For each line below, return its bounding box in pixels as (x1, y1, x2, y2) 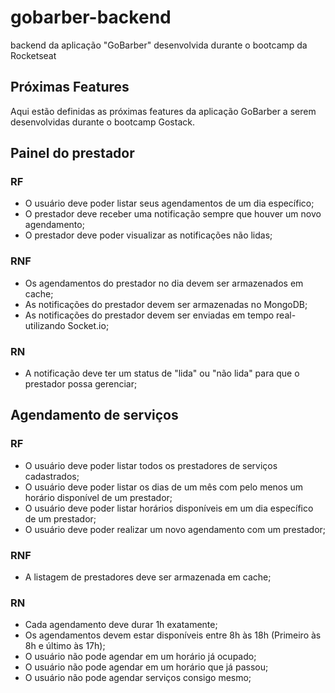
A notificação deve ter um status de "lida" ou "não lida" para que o (24, 367, 300, 380)
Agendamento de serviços (10, 407, 179, 424)
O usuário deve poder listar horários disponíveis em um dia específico (24, 502, 314, 514)
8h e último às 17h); (24, 640, 106, 652)
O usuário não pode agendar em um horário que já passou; (24, 661, 269, 673)
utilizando (24, 319, 66, 331)
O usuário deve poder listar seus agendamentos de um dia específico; (24, 197, 315, 210)
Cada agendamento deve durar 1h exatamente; (24, 619, 218, 631)
